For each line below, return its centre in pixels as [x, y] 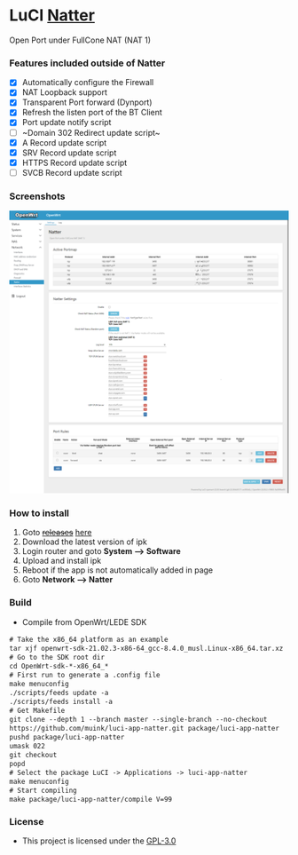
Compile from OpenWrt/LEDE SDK [84, 621]
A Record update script [64, 142]
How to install [39, 513]
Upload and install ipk [62, 561]
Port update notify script [67, 123]
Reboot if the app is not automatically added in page [118, 570]
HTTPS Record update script [74, 162]
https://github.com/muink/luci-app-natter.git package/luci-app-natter [144, 728]
